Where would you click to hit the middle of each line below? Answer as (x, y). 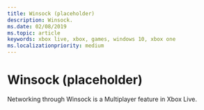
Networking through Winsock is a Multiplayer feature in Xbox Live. (102, 99)
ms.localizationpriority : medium (56, 46)
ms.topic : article (34, 33)
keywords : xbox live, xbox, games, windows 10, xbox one (92, 39)
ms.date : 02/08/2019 (37, 26)
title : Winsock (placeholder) (51, 13)
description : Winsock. (40, 20)
